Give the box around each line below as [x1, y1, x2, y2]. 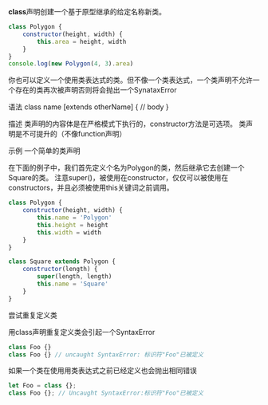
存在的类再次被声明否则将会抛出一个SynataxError [14, 85, 177, 95]
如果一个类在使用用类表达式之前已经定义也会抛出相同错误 [8, 366, 197, 376]
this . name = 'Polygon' [37, 214, 112, 222]
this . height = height [37, 221, 109, 229]
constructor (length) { [22, 265, 98, 273]
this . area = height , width [37, 37, 127, 45]
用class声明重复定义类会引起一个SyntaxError [8, 327, 156, 336]
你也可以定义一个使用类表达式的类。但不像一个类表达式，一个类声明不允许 [8, 75, 253, 85]
